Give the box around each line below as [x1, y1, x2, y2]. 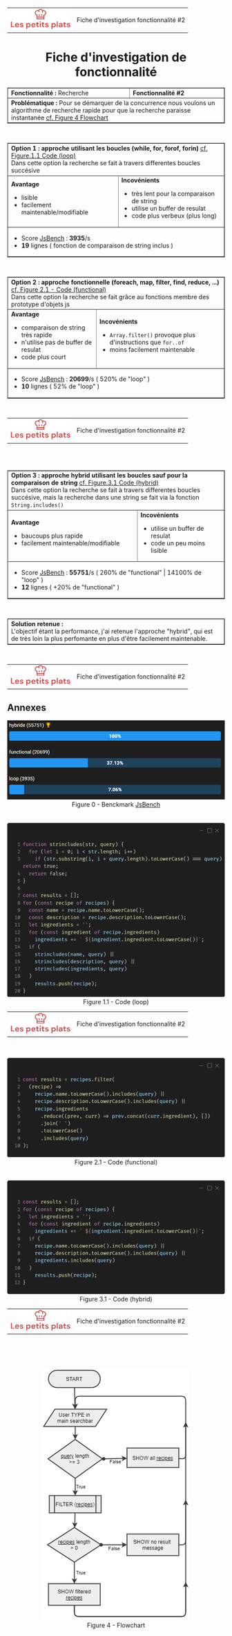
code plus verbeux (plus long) [131, 211, 217, 220]
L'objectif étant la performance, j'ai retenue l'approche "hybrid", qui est [11, 627, 213, 636]
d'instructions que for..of [109, 338, 185, 346]
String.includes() [11, 502, 64, 509]
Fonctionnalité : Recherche [11, 88, 89, 97]
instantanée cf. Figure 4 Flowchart [11, 113, 108, 122]
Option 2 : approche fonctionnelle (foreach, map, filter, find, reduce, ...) [11, 278, 220, 286]
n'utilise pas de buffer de [21, 338, 93, 346]
